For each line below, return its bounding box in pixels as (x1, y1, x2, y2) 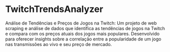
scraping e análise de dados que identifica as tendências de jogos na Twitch (5, 25, 165, 31)
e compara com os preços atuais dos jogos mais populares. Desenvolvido (5, 30, 160, 36)
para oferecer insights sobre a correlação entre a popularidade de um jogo (5, 36, 161, 42)
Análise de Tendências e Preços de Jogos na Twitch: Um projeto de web (5, 20, 157, 26)
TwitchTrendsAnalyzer (5, 3, 104, 15)
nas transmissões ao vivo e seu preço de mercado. (5, 41, 112, 47)
